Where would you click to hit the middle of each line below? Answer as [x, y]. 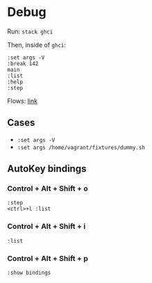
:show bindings [29, 273]
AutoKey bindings [47, 169]
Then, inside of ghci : [37, 45]
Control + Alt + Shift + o [48, 188]
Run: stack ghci [30, 31]
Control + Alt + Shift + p [48, 258]
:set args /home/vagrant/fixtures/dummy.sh [81, 147]
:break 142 [23, 63]
